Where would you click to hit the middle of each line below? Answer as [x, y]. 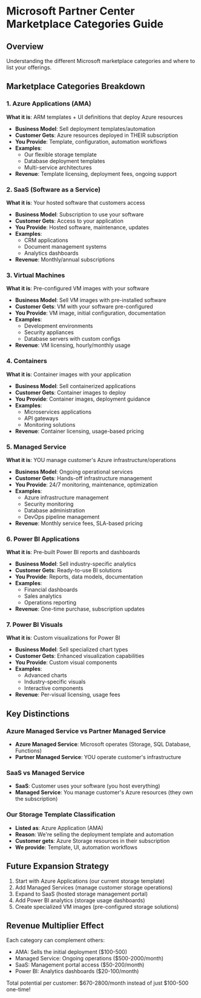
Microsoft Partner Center [71, 11]
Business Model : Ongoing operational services [74, 472]
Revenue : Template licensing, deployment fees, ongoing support [96, 173]
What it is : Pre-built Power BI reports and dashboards [73, 552]
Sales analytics [43, 596]
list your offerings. [29, 67]
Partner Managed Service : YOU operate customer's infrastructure [98, 757]
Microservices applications [58, 412]
